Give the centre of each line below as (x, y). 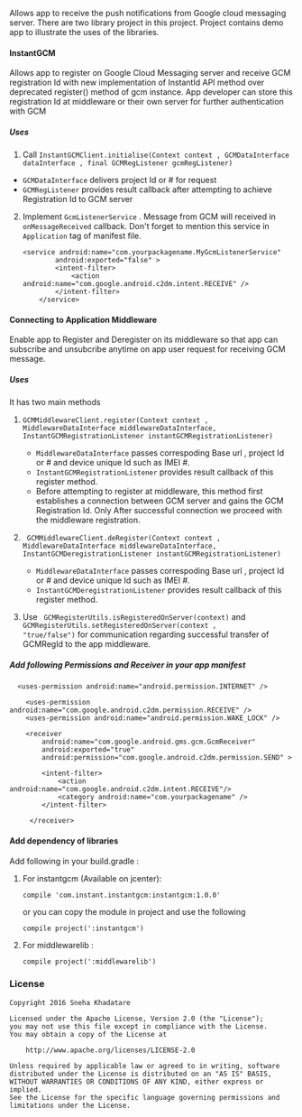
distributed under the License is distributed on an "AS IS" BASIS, (141, 1074)
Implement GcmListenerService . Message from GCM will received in (149, 217)
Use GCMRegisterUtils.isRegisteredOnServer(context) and (134, 617)
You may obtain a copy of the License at (88, 1034)
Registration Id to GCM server (78, 199)
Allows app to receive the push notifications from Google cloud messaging (148, 13)
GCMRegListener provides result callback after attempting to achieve (147, 189)
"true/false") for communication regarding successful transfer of (146, 634)
